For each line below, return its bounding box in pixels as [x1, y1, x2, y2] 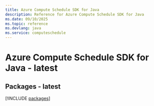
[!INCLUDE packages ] [5, 96, 50, 101]
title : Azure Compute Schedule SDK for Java [5, 7, 99, 12]
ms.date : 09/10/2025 [5, 16, 48, 21]
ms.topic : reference [5, 21, 48, 26]
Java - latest [5, 63, 58, 74]
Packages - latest [5, 82, 61, 91]
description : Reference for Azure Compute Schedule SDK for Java [5, 12, 144, 17]
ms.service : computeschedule [5, 30, 66, 35]
